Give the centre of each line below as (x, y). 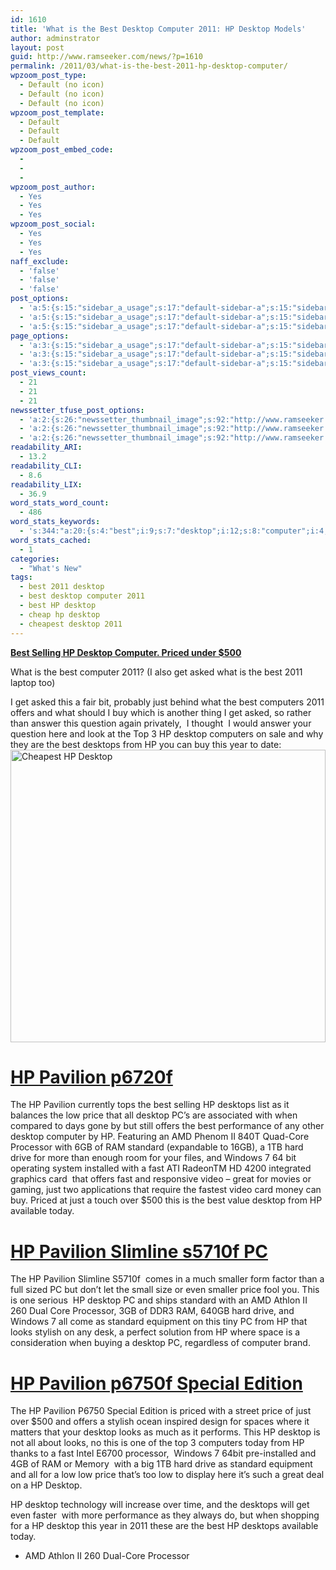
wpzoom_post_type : (48, 76)
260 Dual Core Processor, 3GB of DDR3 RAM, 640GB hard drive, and (152, 1311)
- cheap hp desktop (60, 614)
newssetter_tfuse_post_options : (77, 410)
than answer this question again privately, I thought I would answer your (161, 723)
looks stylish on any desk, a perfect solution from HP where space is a (155, 1332)
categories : (35, 559)
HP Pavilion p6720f (91, 1077)
